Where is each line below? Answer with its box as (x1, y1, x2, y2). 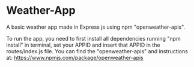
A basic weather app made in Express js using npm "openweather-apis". (6, 23, 185, 31)
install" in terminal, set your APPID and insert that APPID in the (6, 41, 160, 48)
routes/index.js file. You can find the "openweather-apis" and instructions (6, 47, 188, 54)
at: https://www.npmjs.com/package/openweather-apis (6, 54, 144, 61)
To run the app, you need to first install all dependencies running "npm (6, 35, 181, 42)
